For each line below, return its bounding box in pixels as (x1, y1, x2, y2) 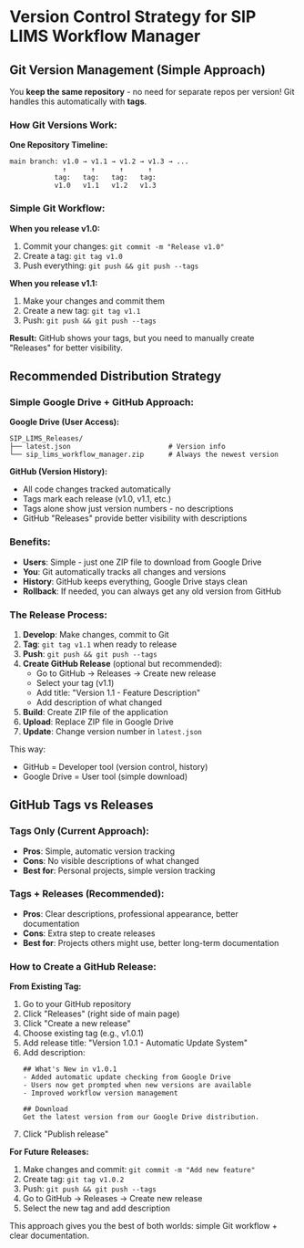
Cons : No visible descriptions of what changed (22, 855, 200, 866)
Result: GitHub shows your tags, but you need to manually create (9, 332, 255, 343)
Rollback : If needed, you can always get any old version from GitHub (22, 586, 282, 597)
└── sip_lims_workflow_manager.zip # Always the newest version (9, 450, 279, 460)
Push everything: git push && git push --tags (22, 260, 199, 271)
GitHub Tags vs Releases (9, 797, 154, 813)
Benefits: (9, 536, 52, 548)
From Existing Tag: (9, 981, 82, 992)
